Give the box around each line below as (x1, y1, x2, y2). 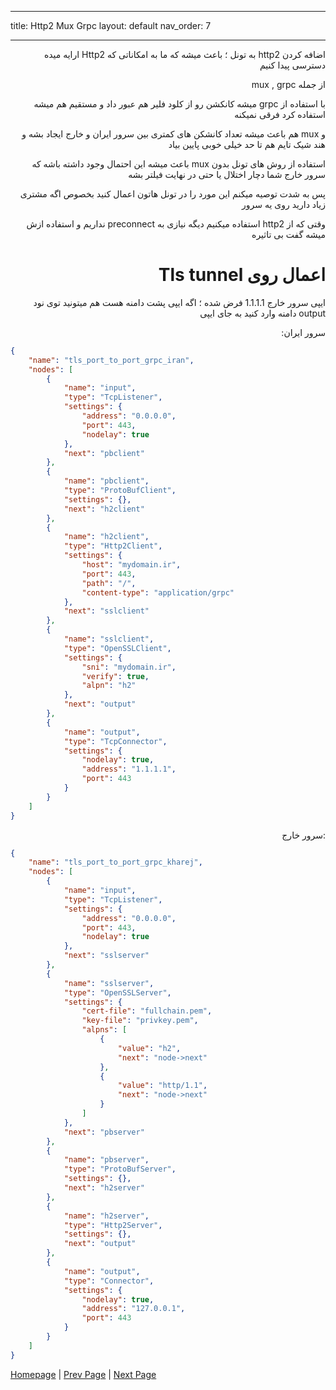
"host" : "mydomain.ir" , (81, 560, 182, 570)
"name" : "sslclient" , (63, 634, 155, 645)
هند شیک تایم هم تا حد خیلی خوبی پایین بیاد (168, 139, 326, 150)
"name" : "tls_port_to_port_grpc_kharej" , (28, 857, 203, 868)
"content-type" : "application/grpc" (81, 587, 235, 598)
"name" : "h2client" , (63, 532, 150, 542)
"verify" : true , (81, 671, 150, 681)
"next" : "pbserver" (63, 1127, 145, 1137)
